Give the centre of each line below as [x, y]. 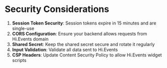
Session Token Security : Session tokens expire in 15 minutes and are [84, 23]
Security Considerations [57, 9]
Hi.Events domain [30, 39]
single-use [23, 28]
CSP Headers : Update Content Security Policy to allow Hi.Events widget [87, 55]
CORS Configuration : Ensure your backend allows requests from [79, 33]
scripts [19, 60]
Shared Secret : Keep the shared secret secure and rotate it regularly [83, 44]
